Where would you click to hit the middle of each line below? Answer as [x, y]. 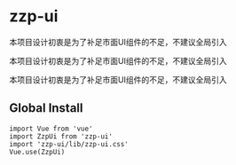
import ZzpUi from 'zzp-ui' [61, 136]
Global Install [46, 108]
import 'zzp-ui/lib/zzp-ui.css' [69, 144]
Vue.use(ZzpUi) [37, 152]
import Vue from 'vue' [51, 129]
